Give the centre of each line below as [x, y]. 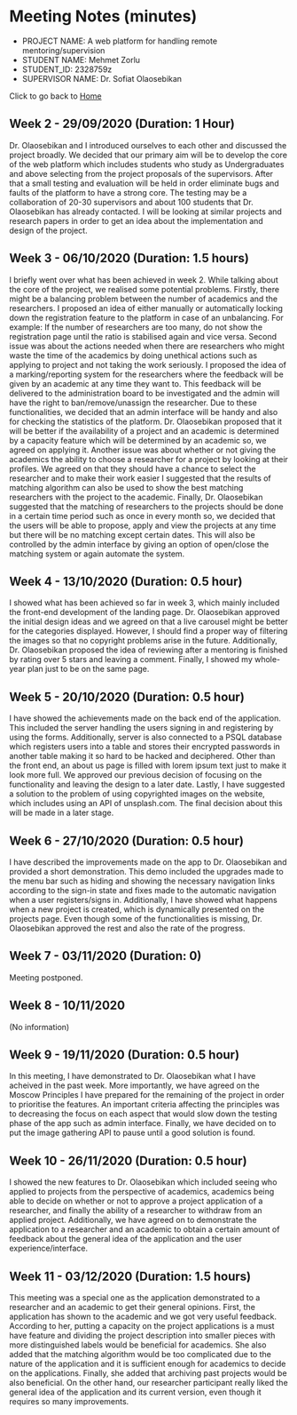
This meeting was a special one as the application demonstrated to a [135, 1298]
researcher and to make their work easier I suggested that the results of [141, 478]
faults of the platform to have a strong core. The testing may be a [128, 192]
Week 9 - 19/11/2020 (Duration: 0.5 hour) [125, 1055]
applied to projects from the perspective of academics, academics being [142, 1192]
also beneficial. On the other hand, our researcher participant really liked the [148, 1383]
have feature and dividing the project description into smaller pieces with [142, 1336]
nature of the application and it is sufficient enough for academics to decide [148, 1364]
